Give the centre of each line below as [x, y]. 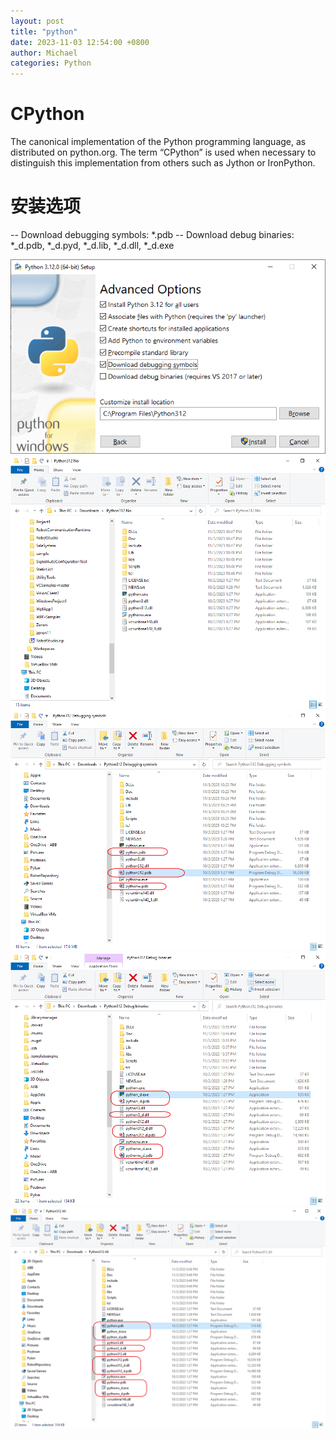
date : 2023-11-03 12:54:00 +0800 [80, 42]
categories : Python [51, 63]
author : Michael [44, 53]
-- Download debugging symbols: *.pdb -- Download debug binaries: [152, 234]
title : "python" [44, 31]
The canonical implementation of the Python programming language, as [158, 142]
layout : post [37, 21]
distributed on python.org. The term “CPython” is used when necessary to [163, 152]
